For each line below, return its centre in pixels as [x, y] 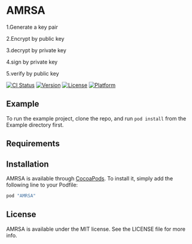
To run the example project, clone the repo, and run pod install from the [96, 118]
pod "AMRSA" [21, 195]
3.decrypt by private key [36, 50]
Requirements [33, 144]
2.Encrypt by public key [35, 38]
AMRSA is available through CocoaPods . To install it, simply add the [90, 178]
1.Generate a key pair [32, 27]
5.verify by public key [33, 73]
